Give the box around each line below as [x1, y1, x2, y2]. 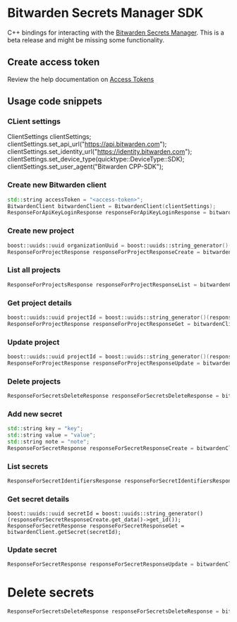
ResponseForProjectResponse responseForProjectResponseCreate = [7, 248, 200, 255]
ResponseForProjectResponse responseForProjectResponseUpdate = [7, 360, 200, 367]
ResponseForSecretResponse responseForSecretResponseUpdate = [7, 561, 194, 568]
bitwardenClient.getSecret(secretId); [7, 529, 121, 536]
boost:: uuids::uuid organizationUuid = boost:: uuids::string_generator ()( [7, 242, 232, 249]
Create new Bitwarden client [7, 180, 107, 190]
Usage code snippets [7, 95, 102, 107]
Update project [7, 337, 60, 347]
